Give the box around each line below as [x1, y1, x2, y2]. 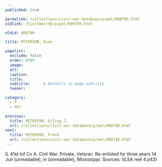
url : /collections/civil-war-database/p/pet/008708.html [10, 123, 131, 128]
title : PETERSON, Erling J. [10, 118, 69, 124]
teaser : [10, 86, 26, 91]
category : [5, 95, 26, 100]
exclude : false [10, 53, 42, 59]
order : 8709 [10, 58, 35, 63]
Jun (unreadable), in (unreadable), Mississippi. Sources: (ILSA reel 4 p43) [5, 156, 157, 162]
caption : [10, 72, 28, 77]
